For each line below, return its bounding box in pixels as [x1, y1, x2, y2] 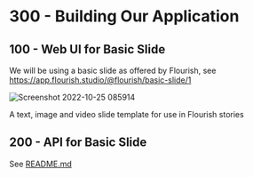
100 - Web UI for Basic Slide [9, 42, 166, 57]
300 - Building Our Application [9, 6, 240, 27]
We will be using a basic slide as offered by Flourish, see [9, 65, 217, 76]
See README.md [9, 158, 73, 169]
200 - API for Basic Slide [9, 135, 147, 150]
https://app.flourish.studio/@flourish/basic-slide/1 [9, 75, 192, 85]
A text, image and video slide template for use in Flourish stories [9, 109, 244, 119]
